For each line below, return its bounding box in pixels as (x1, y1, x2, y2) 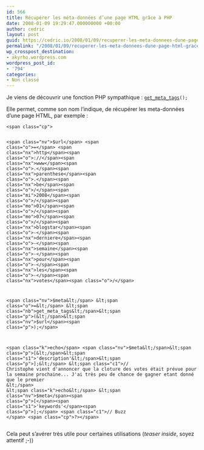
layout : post (6, 32, 39, 38)
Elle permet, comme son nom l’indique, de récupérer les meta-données (6, 105, 185, 113)
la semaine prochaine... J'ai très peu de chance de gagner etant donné (6, 371, 194, 377)
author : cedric (6, 26, 45, 32)
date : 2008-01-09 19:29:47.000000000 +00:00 (6, 20, 121, 26)
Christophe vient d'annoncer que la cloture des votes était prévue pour (6, 366, 197, 372)
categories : (6, 71, 36, 77)
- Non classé (6, 77, 39, 83)
